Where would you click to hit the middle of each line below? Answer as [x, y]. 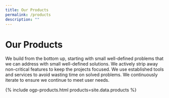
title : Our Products [27, 10]
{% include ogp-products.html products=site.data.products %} [71, 90]
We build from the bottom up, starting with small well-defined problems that [84, 58]
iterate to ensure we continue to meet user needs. [57, 80]
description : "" [22, 19]
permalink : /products [28, 15]
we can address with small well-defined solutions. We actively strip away [82, 64]
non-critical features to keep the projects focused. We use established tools [84, 70]
